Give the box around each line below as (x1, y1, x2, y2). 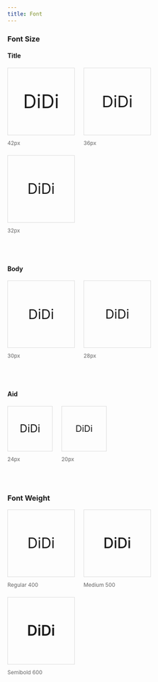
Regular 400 (7, 581, 39, 589)
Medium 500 (84, 581, 115, 589)
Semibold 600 (7, 669, 43, 676)
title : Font (7, 10, 43, 18)
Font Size (7, 33, 40, 43)
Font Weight (7, 493, 51, 503)
